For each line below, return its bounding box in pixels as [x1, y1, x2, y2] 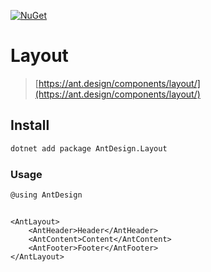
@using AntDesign [10, 190, 83, 200]
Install [10, 117, 50, 134]
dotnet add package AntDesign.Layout [10, 143, 168, 154]
